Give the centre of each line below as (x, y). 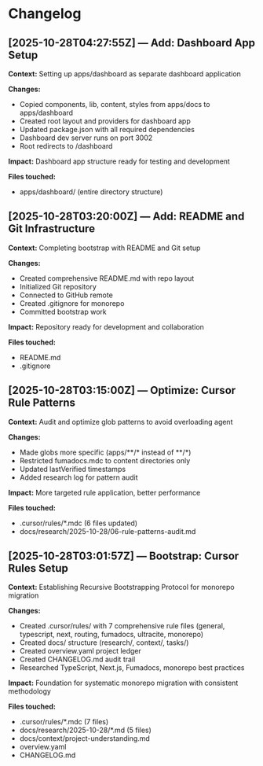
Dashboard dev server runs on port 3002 (86, 138)
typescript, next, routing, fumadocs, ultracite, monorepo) (111, 635)
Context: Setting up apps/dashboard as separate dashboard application (125, 74)
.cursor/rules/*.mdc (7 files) (64, 722)
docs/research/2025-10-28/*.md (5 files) (85, 730)
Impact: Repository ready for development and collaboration (106, 326)
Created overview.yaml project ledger (80, 651)
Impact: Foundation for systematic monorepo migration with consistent (123, 683)
